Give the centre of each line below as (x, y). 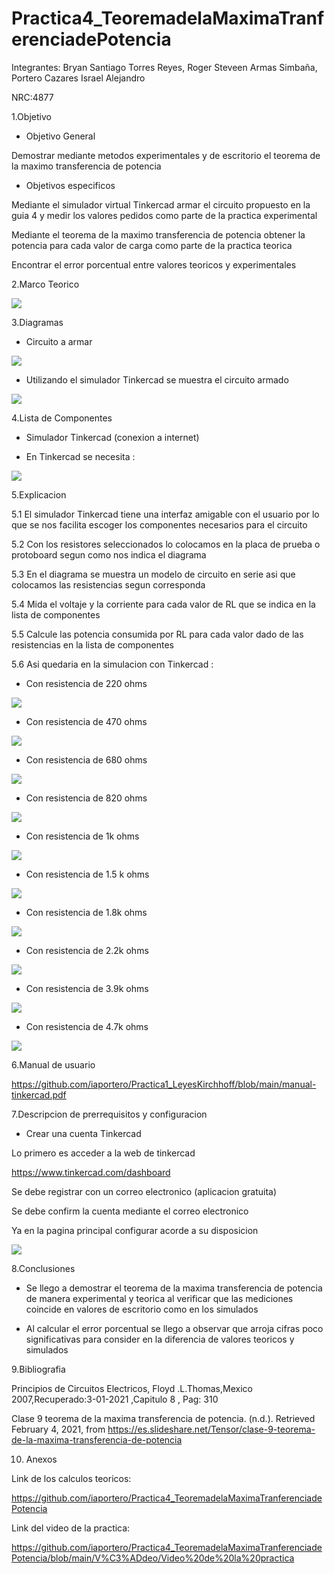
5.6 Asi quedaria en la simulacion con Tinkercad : (112, 664)
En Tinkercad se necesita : (80, 456)
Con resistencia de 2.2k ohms (87, 950)
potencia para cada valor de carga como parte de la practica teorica (152, 245)
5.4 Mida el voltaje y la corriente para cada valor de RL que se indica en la (163, 604)
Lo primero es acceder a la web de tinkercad (103, 1153)
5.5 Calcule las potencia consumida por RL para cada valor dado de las (157, 634)
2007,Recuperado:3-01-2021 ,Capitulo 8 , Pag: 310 (115, 1399)
